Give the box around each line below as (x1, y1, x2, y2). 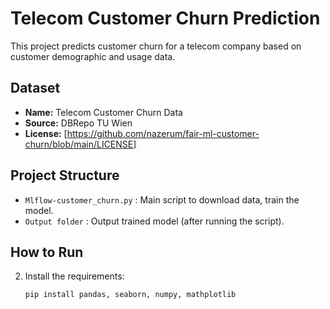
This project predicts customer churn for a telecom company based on (10, 40, 302, 52)
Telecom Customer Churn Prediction (10, 7, 321, 30)
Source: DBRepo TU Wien (24, 117, 133, 129)
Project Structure (10, 167, 120, 184)
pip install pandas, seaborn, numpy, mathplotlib (24, 290, 237, 300)
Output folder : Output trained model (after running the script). (24, 215, 285, 227)
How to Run (10, 243, 84, 261)
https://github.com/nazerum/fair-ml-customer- (66, 127, 260, 139)
